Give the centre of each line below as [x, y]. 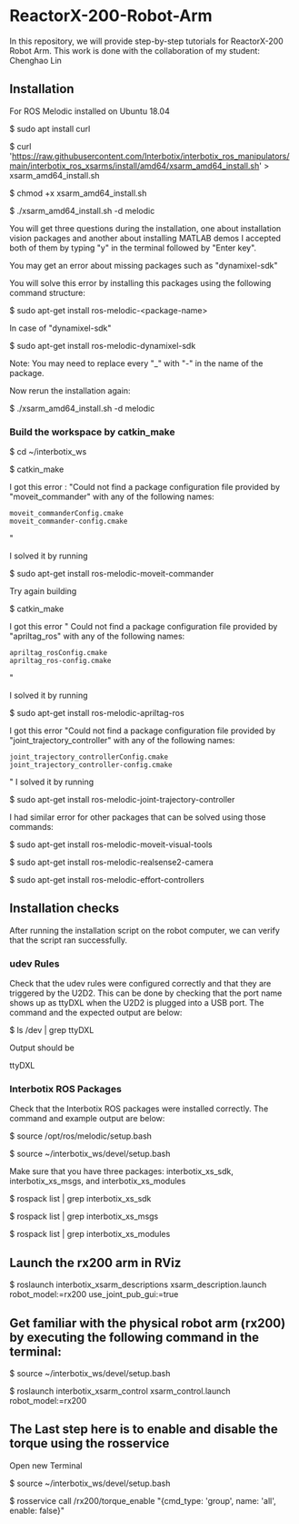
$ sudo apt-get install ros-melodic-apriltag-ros [97, 713]
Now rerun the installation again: [70, 390]
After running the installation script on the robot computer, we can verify [145, 930]
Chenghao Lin [35, 60]
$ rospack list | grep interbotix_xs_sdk [80, 1199]
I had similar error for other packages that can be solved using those [138, 817]
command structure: [48, 292]
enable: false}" [37, 1510]
